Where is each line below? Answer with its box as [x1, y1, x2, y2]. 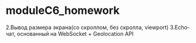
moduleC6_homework [5, 4, 120, 18]
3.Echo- [169, 24, 190, 31]
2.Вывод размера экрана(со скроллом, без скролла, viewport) [5, 24, 169, 31]
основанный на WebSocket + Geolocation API [16, 30, 134, 37]
